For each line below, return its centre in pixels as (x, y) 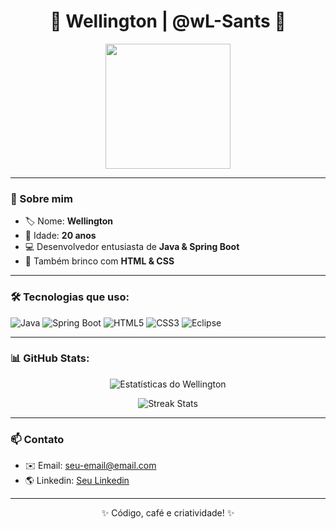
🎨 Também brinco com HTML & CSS (99, 261)
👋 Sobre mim (41, 198)
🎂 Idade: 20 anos (60, 236)
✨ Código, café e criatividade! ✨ (168, 513)
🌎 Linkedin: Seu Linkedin (77, 481)
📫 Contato (37, 439)
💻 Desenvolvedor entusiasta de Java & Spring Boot (132, 247)
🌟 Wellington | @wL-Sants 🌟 (168, 21)
